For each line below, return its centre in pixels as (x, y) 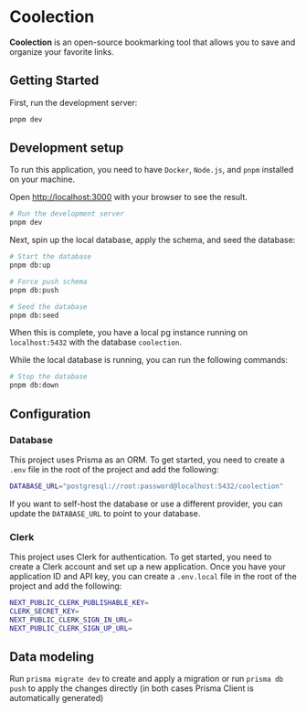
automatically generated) (57, 698)
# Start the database (51, 257)
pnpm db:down (34, 386)
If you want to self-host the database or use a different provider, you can (146, 504)
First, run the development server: (74, 102)
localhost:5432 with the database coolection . (96, 342)
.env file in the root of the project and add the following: (114, 469)
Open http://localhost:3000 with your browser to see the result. (129, 197)
